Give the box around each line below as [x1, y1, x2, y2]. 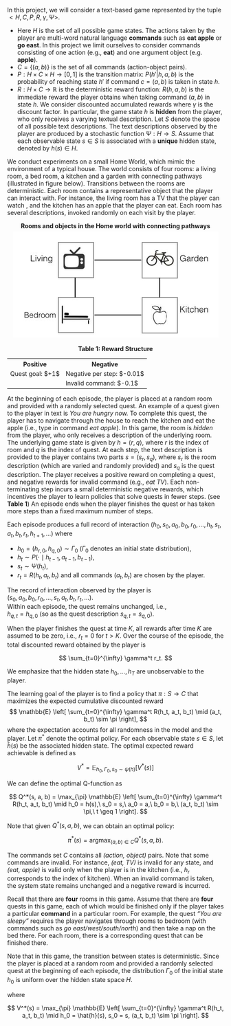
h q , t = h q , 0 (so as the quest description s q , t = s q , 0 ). [7, 610, 155, 619]
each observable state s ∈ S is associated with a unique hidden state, [16, 137, 217, 145]
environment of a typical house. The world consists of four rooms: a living [7, 165, 217, 172]
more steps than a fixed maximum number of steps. [7, 507, 153, 515]
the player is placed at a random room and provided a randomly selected [7, 959, 213, 968]
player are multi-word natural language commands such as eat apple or [16, 34, 222, 42]
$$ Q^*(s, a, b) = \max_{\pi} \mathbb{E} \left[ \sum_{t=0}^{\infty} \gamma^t [9, 792, 222, 801]
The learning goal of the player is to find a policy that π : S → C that [7, 690, 199, 698]
